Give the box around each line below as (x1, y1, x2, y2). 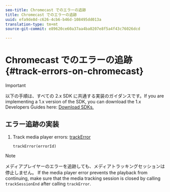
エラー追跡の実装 (5, 120, 59, 129)
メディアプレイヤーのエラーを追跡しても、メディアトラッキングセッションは (5, 163, 165, 169)
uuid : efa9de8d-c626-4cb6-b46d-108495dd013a (5, 17, 102, 22)
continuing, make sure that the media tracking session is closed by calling (5, 175, 161, 181)
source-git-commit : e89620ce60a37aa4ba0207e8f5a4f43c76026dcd (5, 26, 140, 32)
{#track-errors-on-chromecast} (5, 66, 144, 77)
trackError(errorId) (12, 144, 57, 149)
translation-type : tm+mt (5, 21, 58, 27)
